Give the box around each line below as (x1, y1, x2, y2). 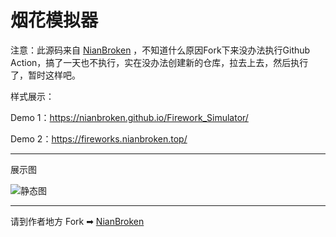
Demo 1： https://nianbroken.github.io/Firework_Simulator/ (10, 111, 249, 123)
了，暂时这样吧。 (10, 69, 81, 81)
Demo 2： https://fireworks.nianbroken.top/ (10, 132, 188, 145)
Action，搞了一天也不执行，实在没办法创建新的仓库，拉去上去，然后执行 (10, 56, 309, 68)
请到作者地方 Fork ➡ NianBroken (10, 215, 145, 227)
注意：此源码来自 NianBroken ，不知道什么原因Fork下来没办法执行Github (10, 44, 311, 56)
